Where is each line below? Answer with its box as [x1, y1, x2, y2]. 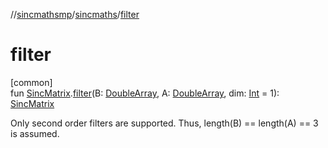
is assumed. [10, 127, 60, 139]
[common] [10, 76, 53, 88]
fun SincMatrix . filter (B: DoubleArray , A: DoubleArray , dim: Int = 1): [10, 87, 280, 99]
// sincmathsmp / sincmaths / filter [10, 9, 140, 20]
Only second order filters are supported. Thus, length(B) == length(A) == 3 [10, 117, 319, 129]
